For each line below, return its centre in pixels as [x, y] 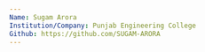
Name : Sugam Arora [43, 17]
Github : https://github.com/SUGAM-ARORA [85, 33]
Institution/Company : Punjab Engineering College [103, 26]
